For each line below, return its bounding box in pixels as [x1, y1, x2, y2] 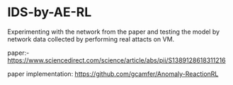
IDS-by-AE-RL [7, 4, 92, 20]
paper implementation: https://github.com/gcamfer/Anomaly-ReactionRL [7, 70, 219, 78]
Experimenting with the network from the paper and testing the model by [7, 27, 220, 36]
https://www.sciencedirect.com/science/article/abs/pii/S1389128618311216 [7, 55, 226, 64]
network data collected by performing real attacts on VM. [7, 34, 175, 43]
